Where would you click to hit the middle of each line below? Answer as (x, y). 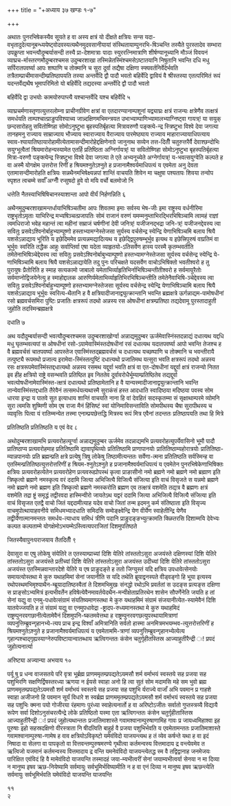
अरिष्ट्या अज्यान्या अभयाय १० (40, 660)
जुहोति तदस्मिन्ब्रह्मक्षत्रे (30, 308)
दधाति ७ (16, 322)
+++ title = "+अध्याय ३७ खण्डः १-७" (52, 10)
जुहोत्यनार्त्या (20, 646)
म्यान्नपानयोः (19, 456)
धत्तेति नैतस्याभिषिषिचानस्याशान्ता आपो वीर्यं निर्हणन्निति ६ (66, 194)
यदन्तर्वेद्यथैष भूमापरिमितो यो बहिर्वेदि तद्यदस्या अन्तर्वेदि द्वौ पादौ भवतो (78, 83)
